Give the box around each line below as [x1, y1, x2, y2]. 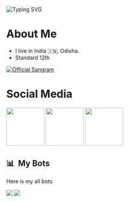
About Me [6, 27, 57, 41]
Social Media [6, 87, 73, 101]
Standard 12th [15, 54, 50, 61]
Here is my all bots [6, 177, 53, 185]
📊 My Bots [6, 158, 50, 169]
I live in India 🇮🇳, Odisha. [15, 47, 80, 54]
